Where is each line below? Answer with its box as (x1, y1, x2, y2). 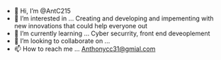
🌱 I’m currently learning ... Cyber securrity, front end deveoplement (13, 29, 210, 37)
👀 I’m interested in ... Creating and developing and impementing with (13, 14, 214, 23)
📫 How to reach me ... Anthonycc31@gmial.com (13, 44, 156, 53)
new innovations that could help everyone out (13, 22, 147, 30)
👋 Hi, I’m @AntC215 (13, 7, 71, 15)
